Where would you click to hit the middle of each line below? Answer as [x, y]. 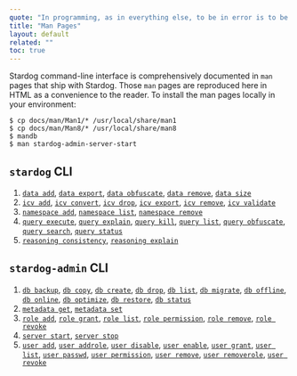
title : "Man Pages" [45, 26]
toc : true [28, 51]
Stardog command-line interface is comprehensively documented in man [141, 76]
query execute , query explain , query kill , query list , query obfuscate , [154, 221]
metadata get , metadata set [72, 308]
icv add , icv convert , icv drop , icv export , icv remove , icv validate [148, 202]
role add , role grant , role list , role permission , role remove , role [147, 318]
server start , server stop [70, 335]
